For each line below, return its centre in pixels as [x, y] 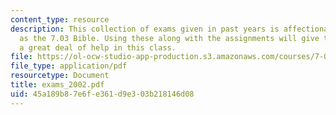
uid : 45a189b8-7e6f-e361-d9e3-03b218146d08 [102, 94]
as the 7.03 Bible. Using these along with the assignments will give [169, 38]
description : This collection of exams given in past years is [145, 29]
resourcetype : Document [60, 76]
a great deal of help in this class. [98, 47]
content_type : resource [60, 19]
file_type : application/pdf [69, 66]
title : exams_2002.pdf [57, 85]
